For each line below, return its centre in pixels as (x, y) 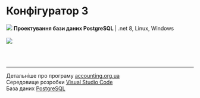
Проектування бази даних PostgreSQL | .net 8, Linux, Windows (94, 28)
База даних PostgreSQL (36, 88)
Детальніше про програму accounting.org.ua (63, 75)
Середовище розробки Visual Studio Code (60, 82)
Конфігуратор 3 (47, 11)
